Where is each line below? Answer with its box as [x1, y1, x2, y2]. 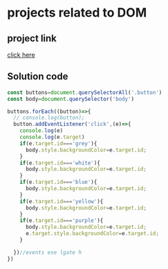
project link [7, 33, 57, 44]
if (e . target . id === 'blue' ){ [19, 178, 97, 186]
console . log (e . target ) [19, 133, 85, 141]
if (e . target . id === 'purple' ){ [19, 217, 104, 224]
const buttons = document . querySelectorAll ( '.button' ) [7, 89, 162, 96]
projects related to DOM [7, 5, 147, 21]
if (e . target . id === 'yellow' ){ [19, 198, 104, 205]
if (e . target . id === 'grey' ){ [19, 140, 97, 147]
